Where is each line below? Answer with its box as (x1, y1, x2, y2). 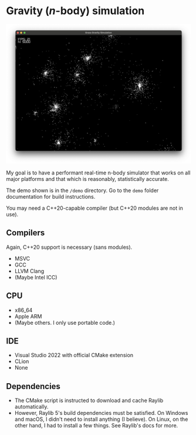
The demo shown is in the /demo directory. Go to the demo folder (6, 187, 159, 194)
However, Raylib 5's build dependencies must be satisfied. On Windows (14, 410, 188, 417)
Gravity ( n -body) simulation (6, 4, 145, 18)
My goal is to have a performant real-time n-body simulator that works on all (6, 169, 191, 176)
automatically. (14, 403, 49, 410)
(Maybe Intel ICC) (14, 273, 58, 281)
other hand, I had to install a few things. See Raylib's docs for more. (14, 422, 178, 429)
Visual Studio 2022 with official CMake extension (14, 352, 134, 359)
